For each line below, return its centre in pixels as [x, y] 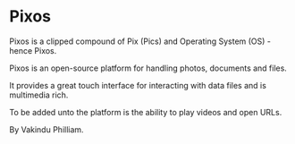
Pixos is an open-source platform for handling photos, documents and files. [148, 68]
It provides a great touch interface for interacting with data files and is [138, 85]
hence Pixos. [33, 50]
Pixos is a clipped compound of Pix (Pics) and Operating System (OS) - [140, 41]
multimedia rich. [39, 95]
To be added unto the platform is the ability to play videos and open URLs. [146, 112]
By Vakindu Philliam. [46, 129]
